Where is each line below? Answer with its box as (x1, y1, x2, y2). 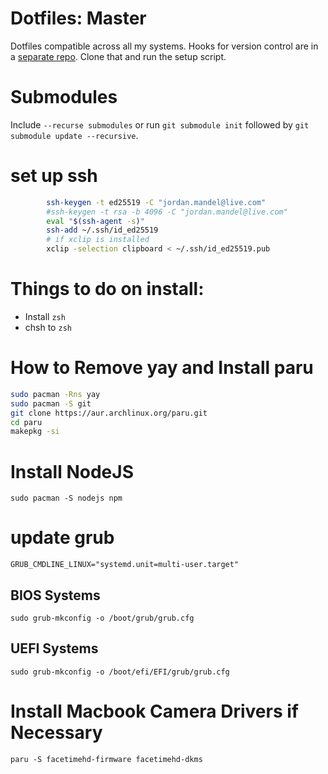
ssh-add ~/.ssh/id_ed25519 (46, 225, 159, 236)
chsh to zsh (24, 322, 72, 333)
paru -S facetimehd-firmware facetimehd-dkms (10, 754, 203, 764)
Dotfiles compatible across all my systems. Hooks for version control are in (10, 40, 319, 52)
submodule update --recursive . (10, 129, 139, 141)
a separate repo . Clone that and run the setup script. (10, 50, 227, 62)
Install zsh (24, 311, 66, 322)
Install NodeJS (10, 460, 134, 483)
